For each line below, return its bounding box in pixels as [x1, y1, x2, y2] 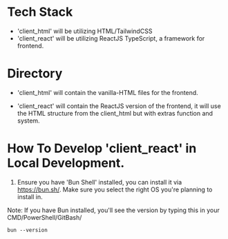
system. [17, 116, 40, 125]
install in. [17, 192, 43, 200]
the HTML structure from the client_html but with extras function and [17, 109, 213, 117]
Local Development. [7, 156, 125, 171]
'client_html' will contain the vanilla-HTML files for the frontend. [17, 88, 198, 96]
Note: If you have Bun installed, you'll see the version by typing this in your [7, 206, 220, 214]
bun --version [7, 227, 48, 233]
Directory [7, 66, 63, 81]
